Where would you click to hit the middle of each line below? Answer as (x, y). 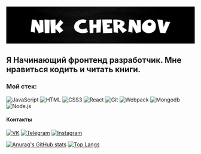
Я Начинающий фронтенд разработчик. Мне (94, 60)
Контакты (19, 119)
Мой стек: (22, 87)
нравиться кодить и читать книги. (74, 70)
